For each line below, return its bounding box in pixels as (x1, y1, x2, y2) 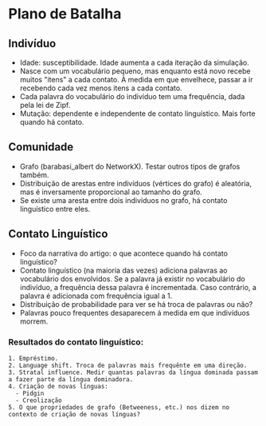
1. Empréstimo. (8, 354, 59, 362)
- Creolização (15, 396, 62, 404)
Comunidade (8, 141, 74, 154)
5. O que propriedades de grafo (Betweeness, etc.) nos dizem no (8, 403, 229, 412)
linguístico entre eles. (19, 204, 91, 213)
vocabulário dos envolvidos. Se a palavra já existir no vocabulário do (19, 273, 245, 284)
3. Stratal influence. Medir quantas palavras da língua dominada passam (8, 368, 259, 376)
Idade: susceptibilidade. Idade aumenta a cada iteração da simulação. (19, 58, 249, 67)
